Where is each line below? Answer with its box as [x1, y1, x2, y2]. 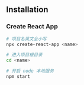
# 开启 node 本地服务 [6, 68, 54, 74]
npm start [6, 74, 31, 80]
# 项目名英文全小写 [6, 35, 47, 42]
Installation [6, 5, 49, 15]
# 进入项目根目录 [6, 52, 43, 58]
